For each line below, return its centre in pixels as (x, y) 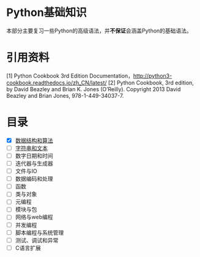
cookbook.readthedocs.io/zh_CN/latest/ (57, 83)
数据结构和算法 (34, 140)
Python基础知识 (46, 13)
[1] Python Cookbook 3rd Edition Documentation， (70, 76)
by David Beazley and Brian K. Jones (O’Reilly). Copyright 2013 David (94, 89)
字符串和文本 (31, 148)
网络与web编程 (34, 217)
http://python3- (153, 76)
